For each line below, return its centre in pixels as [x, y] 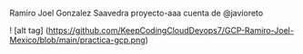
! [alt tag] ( [29, 30]
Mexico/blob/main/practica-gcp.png [77, 40]
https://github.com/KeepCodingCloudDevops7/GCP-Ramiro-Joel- [171, 30]
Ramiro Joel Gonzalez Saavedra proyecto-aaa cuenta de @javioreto [136, 13]
